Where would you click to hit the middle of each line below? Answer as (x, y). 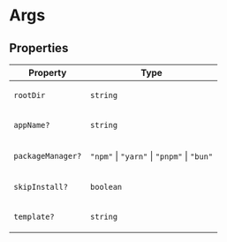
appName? (32, 125)
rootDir (30, 95)
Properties (39, 48)
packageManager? (48, 156)
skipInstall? (41, 187)
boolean (106, 187)
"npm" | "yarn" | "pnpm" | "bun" (151, 156)
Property (48, 73)
